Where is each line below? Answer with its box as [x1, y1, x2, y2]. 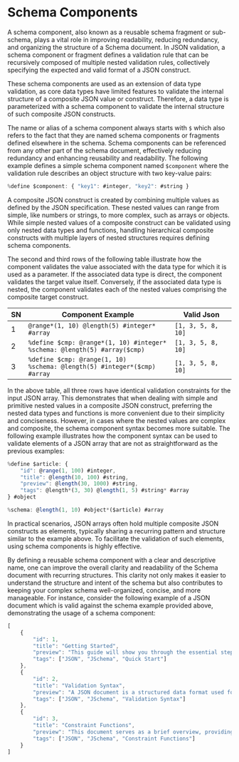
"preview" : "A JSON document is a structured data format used [33, 689, 224, 696]
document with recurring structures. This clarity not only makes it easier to [7, 570, 226, 579]
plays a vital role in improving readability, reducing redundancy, [33, 35, 220, 43]
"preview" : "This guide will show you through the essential [33, 649, 218, 656]
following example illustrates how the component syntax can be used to [7, 432, 218, 440]
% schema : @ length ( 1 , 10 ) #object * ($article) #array [7, 506, 164, 513]
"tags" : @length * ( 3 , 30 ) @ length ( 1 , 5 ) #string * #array [20, 487, 190, 494]
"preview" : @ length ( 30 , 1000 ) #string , [20, 480, 139, 488]
